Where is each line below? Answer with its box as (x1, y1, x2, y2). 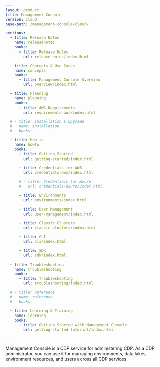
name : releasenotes (14, 40, 55, 45)
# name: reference (10, 294, 53, 299)
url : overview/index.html (23, 82, 78, 87)
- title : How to (10, 137, 44, 142)
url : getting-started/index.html (23, 156, 94, 162)
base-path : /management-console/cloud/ (5, 21, 89, 27)
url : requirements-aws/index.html (23, 110, 96, 115)
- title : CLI (18, 234, 46, 240)
